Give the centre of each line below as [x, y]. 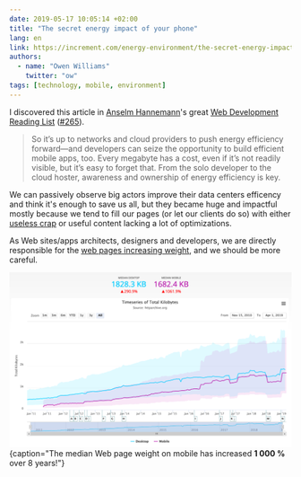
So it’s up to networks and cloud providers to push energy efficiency [157, 138]
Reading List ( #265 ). [47, 121]
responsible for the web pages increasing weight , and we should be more [145, 250]
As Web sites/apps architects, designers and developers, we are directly [143, 240]
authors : [26, 57]
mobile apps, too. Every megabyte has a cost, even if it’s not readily [156, 158]
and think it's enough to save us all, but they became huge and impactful [143, 204]
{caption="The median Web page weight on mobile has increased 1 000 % [147, 454]
